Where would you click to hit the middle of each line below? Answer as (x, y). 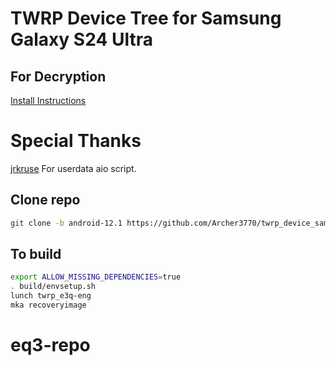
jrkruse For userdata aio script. (73, 168)
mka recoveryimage (48, 305)
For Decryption (58, 76)
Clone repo (45, 200)
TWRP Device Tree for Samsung (146, 18)
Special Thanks (76, 141)
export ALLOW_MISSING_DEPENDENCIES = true (96, 277)
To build (36, 254)
